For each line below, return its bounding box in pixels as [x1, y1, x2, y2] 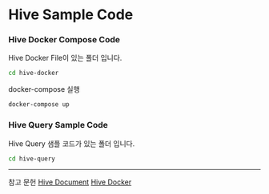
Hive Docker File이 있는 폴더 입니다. [8, 53, 122, 63]
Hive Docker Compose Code [8, 34, 121, 46]
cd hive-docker [8, 69, 59, 77]
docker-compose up [8, 101, 70, 109]
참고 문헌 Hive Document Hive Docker [8, 177, 132, 187]
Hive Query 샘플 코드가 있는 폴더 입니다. [8, 138, 135, 148]
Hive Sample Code [8, 6, 134, 24]
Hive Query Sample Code [8, 120, 108, 131]
